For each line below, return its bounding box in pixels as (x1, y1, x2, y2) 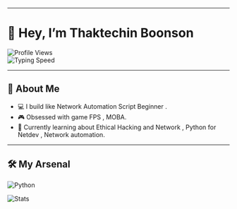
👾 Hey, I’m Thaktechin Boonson (7, 25, 194, 41)
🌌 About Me (7, 83, 60, 95)
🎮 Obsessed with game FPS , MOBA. (17, 112, 127, 121)
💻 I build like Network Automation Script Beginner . (17, 102, 167, 110)
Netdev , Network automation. (17, 130, 106, 138)
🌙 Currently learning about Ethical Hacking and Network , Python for (17, 123, 217, 131)
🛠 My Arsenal (7, 158, 71, 170)
